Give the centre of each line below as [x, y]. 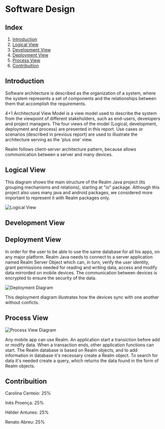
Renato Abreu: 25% [25, 422]
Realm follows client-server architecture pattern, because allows [71, 149]
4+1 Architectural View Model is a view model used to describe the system [81, 113]
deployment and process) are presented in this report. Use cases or [74, 129]
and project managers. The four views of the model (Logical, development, [81, 124]
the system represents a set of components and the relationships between [81, 98]
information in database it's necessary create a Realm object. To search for [82, 355]
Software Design [40, 9]
